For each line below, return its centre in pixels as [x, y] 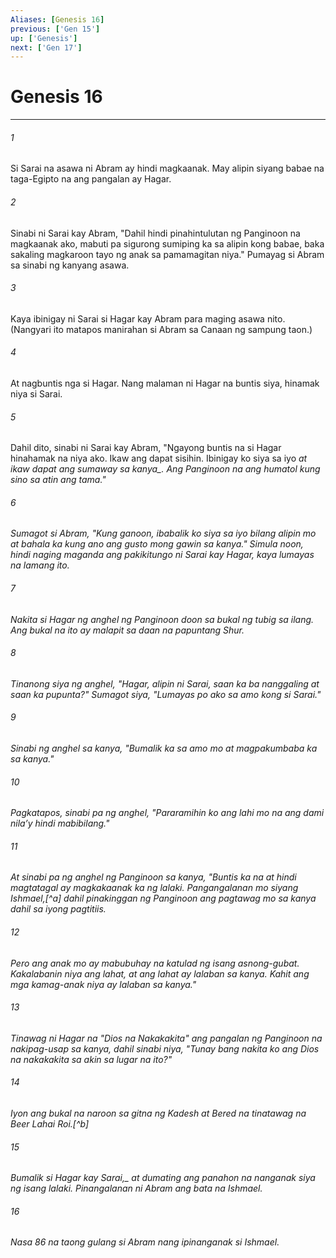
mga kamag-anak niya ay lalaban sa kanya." [103, 984]
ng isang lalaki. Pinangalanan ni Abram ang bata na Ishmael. [136, 1188]
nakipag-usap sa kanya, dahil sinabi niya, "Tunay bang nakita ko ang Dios [165, 1048]
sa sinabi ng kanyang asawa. [70, 265]
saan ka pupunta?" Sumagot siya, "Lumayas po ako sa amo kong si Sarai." [166, 694]
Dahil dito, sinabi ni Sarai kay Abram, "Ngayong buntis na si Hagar [146, 448]
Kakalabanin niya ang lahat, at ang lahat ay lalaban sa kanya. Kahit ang [160, 973]
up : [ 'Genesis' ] [44, 38]
